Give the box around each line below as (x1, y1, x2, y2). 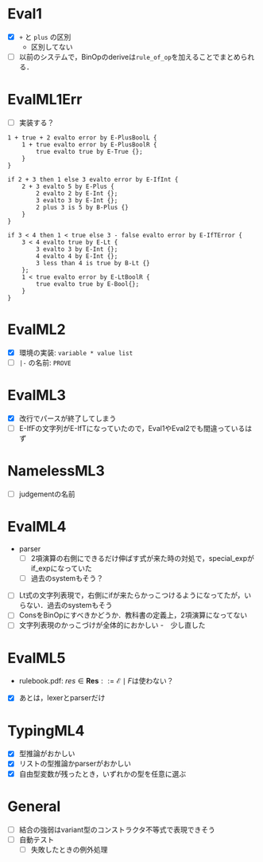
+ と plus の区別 (18, 32, 72, 41)
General (7, 797, 61, 815)
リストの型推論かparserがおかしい (18, 758, 132, 769)
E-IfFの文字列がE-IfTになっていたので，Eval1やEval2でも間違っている (18, 424, 246, 433)
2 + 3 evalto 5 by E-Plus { (21, 182, 114, 191)
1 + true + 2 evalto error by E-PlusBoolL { (7, 134, 157, 142)
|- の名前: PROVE (18, 358, 72, 367)
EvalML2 (7, 320, 66, 339)
